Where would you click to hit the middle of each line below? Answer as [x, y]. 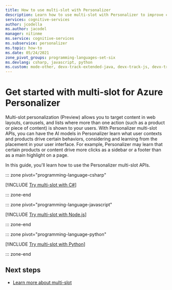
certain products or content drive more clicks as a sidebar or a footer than [83, 150]
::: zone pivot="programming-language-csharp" [56, 175]
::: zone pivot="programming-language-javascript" [59, 205]
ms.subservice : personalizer [36, 43]
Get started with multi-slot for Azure [84, 92]
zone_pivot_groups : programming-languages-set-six [60, 57]
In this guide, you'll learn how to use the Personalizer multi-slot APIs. [78, 165]
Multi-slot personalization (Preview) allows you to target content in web [81, 117]
